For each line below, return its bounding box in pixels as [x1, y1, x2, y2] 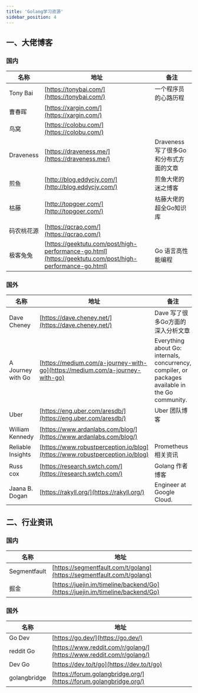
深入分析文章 [154, 326, 190, 335]
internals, [154, 351, 180, 360]
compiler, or [154, 366, 188, 374]
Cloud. [154, 496, 173, 504]
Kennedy [9, 433, 34, 441]
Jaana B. [9, 484, 34, 493]
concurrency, [154, 359, 192, 367]
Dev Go [9, 660, 30, 669]
